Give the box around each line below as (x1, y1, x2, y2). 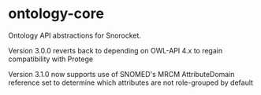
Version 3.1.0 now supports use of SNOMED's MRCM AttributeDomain (8, 69, 235, 79)
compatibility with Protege (8, 54, 93, 64)
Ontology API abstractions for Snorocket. (8, 31, 142, 40)
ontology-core (8, 5, 105, 23)
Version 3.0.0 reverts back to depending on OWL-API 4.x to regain (8, 46, 223, 55)
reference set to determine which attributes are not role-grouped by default (8, 78, 254, 87)
